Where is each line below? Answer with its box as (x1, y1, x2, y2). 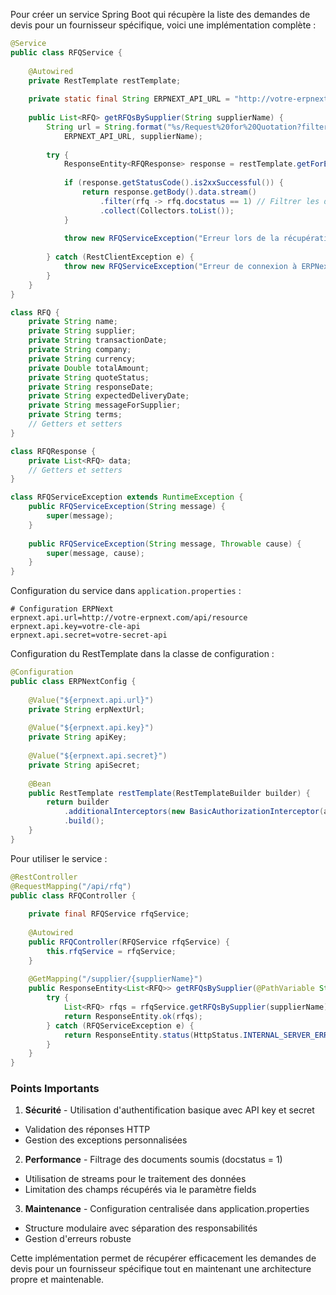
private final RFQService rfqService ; (28, 909, 190, 919)
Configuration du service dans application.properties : (10, 585, 242, 597)
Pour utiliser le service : (10, 852, 108, 864)
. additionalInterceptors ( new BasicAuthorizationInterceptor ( (63, 807, 325, 817)
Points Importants (10, 1082, 100, 1096)
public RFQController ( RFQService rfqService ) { (28, 937, 230, 947)
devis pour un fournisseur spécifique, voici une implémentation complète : (10, 19, 317, 31)
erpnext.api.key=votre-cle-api (10, 622, 141, 632)
